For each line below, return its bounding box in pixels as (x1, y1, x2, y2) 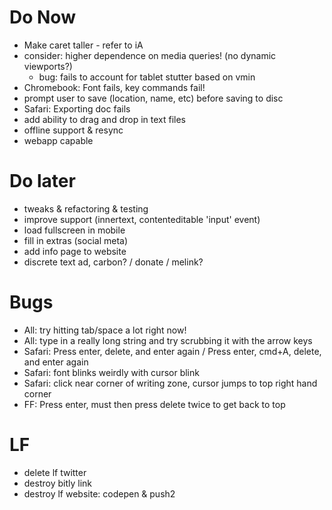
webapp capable (23, 134, 94, 146)
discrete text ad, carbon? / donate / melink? (23, 256, 204, 268)
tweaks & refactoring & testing (23, 202, 149, 215)
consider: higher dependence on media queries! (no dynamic (23, 49, 277, 61)
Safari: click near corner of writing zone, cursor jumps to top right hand (23, 377, 318, 389)
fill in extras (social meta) (23, 234, 129, 246)
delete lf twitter (23, 466, 87, 478)
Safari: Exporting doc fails (23, 102, 131, 115)
